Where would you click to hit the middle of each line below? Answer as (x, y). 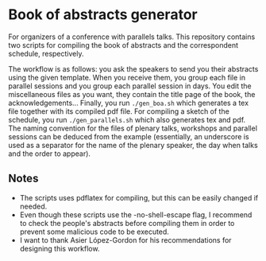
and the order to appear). (50, 154)
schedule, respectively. (46, 53)
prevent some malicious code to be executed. (94, 232)
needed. (33, 206)
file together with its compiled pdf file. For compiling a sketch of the (119, 111)
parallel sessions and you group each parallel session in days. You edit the (130, 86)
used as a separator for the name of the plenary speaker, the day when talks (133, 145)
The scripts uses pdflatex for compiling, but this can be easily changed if (139, 197)
